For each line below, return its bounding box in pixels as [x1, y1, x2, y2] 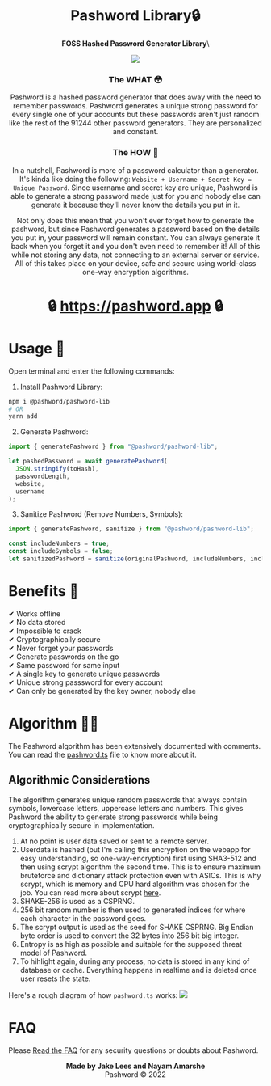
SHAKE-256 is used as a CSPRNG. [19, 896, 135, 906]
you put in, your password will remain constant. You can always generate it [10, 232, 261, 243]
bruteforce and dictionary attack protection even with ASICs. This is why [19, 870, 261, 880]
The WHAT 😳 [108, 74, 163, 85]
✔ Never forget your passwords [8, 643, 114, 653]
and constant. [112, 127, 159, 137]
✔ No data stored [8, 617, 66, 627]
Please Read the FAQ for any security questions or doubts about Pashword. [8, 1045, 259, 1055]
